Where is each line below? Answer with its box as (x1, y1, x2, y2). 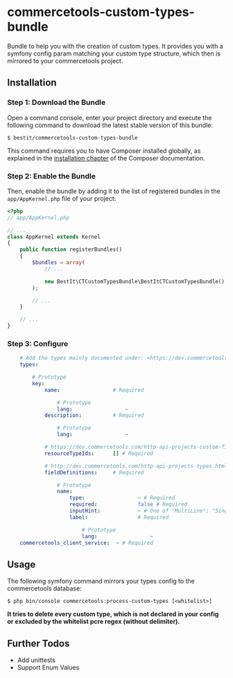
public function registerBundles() (19, 246, 123, 254)
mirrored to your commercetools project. (7, 56, 123, 65)
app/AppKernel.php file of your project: (7, 194, 116, 202)
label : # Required (69, 513, 169, 521)
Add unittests (17, 656, 55, 664)
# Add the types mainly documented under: (19, 355, 144, 362)
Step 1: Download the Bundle (7, 98, 106, 108)
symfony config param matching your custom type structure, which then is (7, 49, 221, 58)
